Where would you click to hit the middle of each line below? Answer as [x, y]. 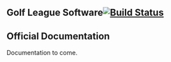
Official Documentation [58, 36]
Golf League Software [55, 13]
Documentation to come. [42, 53]
